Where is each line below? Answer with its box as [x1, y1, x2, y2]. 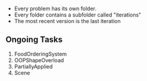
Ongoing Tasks [5, 35, 63, 45]
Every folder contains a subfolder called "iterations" [14, 11, 142, 18]
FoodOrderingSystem [14, 50, 67, 57]
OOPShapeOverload [14, 56, 64, 64]
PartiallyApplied [14, 63, 53, 70]
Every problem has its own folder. [14, 5, 96, 12]
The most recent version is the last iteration [14, 18, 121, 24]
